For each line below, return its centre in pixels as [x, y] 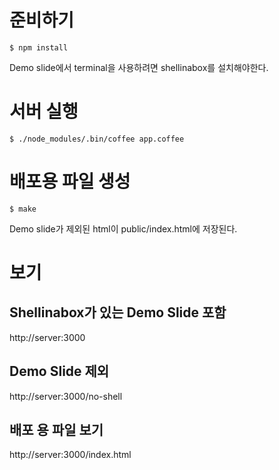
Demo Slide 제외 [59, 371]
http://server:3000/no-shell [66, 396]
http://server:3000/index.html [70, 455]
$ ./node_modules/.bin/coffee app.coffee [97, 139]
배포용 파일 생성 [70, 182]
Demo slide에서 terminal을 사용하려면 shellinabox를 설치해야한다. [139, 67]
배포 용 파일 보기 [56, 430]
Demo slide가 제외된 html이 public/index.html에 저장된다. [123, 228]
